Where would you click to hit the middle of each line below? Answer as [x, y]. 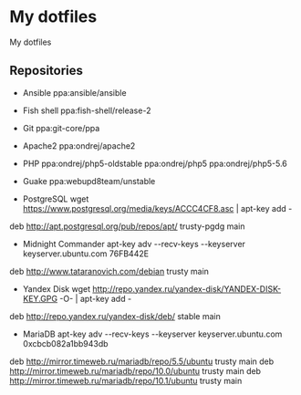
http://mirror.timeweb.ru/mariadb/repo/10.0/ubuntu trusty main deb [135, 370]
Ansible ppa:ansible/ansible [74, 92]
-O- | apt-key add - [95, 298]
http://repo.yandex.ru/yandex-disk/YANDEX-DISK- [187, 288]
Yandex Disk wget [57, 288]
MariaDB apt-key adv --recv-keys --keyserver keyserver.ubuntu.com [152, 334]
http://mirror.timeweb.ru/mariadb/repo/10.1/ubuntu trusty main [126, 380]
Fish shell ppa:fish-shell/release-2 [87, 110]
